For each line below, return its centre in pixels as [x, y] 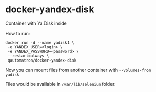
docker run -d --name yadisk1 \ [40, 42]
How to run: [18, 33]
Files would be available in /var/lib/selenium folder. [60, 84]
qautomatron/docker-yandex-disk [42, 60]
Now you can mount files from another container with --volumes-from [78, 70]
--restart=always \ [28, 56]
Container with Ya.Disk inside [36, 23]
